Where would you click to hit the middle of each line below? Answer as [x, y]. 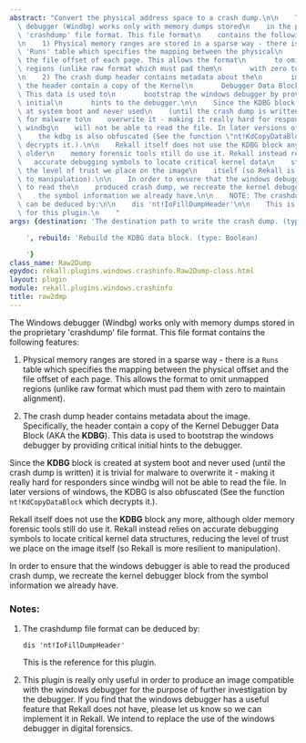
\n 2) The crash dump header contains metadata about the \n [140, 77]
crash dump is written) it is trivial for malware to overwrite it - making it [142, 472]
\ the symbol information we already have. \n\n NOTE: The [142, 196]
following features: [45, 342]
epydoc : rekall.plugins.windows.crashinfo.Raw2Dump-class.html [132, 271]
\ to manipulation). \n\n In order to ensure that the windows [144, 179]
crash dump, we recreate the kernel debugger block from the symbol [139, 575]
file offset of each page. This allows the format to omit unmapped [145, 378]
